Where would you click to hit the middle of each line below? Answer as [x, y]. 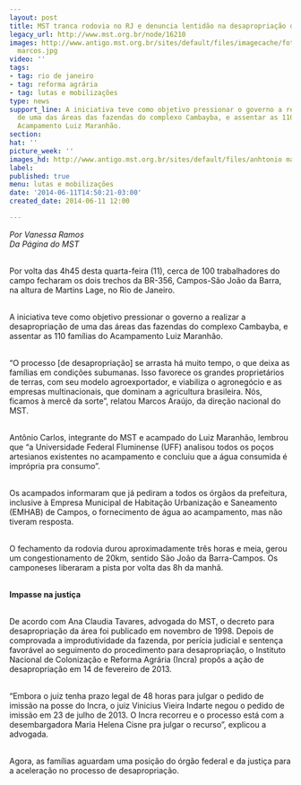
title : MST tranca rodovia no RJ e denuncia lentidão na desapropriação [148, 26]
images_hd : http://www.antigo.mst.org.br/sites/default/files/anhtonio [146, 159]
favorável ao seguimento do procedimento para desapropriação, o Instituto [148, 650]
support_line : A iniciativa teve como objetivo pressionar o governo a [146, 109]
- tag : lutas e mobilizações [64, 92]
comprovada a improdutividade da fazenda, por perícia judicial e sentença [146, 640]
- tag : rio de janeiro [52, 76]
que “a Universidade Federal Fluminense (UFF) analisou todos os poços [142, 447]
